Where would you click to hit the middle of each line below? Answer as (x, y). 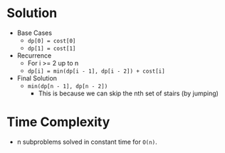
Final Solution (37, 78)
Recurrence (34, 56)
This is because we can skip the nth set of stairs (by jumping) (128, 93)
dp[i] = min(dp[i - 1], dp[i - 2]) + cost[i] (96, 71)
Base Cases (35, 33)
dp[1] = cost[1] (52, 48)
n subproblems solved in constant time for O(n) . (87, 142)
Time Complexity (58, 122)
